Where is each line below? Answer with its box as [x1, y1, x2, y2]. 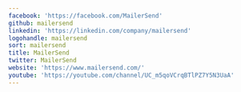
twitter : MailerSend [8, 57, 78, 65]
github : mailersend [8, 19, 74, 27]
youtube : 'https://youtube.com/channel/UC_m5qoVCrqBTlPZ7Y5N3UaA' [8, 71, 235, 79]
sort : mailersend [8, 42, 66, 50]
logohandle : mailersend [8, 34, 88, 42]
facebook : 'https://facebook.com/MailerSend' [8, 11, 163, 20]
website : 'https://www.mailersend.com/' [8, 64, 146, 72]
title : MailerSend [8, 49, 70, 57]
